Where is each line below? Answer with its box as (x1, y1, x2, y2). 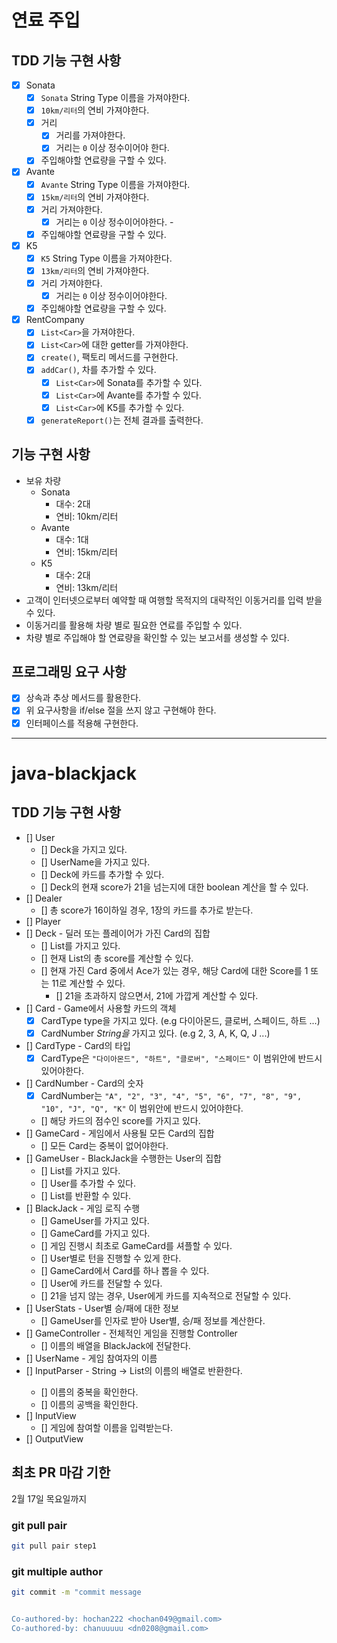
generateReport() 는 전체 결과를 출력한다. (40, 414, 204, 426)
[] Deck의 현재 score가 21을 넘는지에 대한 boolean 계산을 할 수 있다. (40, 881, 309, 893)
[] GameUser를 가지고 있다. (40, 1214, 150, 1226)
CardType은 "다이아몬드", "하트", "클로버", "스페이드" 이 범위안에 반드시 (40, 1052, 323, 1064)
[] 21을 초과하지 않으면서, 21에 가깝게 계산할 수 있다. (55, 989, 259, 1001)
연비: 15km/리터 (55, 546, 118, 558)
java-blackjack (11, 762, 138, 785)
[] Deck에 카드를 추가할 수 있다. (40, 868, 165, 880)
